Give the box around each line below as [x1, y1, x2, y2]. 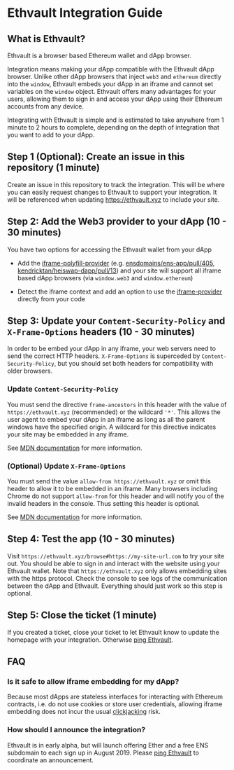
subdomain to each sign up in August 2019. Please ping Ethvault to [7, 748, 199, 757]
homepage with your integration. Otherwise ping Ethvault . [7, 635, 173, 644]
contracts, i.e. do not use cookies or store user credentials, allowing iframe [7, 700, 223, 708]
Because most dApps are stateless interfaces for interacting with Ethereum [7, 692, 224, 701]
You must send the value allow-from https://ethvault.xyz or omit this [7, 477, 211, 486]
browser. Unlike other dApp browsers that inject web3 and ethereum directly [7, 72, 221, 81]
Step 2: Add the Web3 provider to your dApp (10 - [7, 216, 227, 228]
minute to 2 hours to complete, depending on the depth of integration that [7, 123, 220, 131]
